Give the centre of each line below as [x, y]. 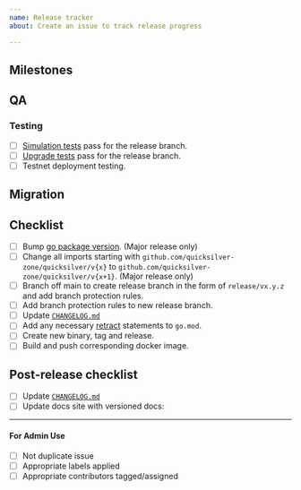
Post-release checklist [73, 374]
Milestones [41, 69]
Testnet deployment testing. [74, 166]
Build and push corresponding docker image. [106, 346]
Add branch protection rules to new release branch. [117, 305]
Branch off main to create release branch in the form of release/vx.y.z [153, 286]
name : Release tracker [52, 17]
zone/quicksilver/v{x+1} [69, 277]
